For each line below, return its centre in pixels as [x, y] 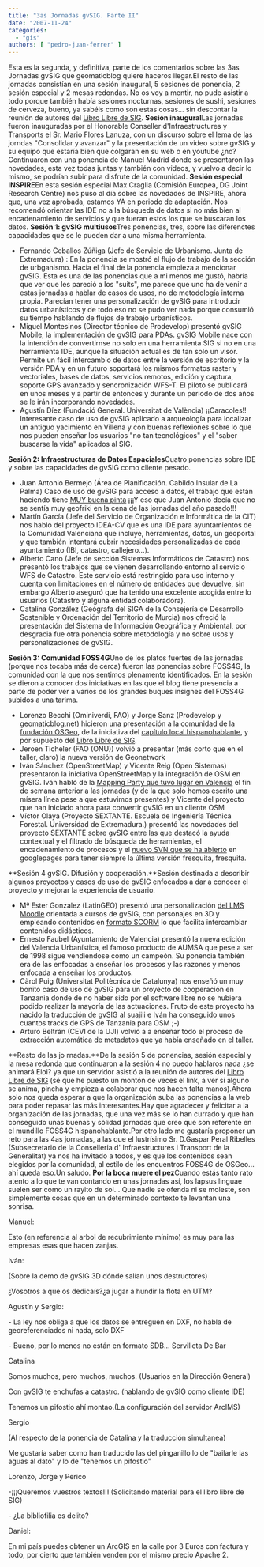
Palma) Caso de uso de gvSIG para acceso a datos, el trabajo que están [136, 492]
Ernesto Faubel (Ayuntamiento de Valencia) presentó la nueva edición [132, 939]
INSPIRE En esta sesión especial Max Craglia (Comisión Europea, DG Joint [128, 185]
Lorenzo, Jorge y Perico [47, 1477]
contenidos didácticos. [57, 931]
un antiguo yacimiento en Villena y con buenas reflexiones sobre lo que [136, 427]
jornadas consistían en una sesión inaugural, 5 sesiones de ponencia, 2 [124, 85]
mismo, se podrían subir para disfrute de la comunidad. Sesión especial [125, 177]
